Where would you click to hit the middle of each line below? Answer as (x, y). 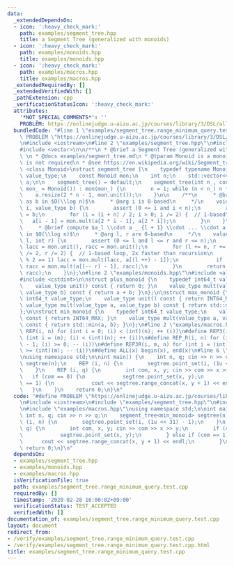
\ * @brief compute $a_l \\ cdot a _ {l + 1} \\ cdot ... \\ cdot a (123, 227)
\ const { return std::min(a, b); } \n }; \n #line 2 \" (98, 325)
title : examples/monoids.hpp (62, 59)
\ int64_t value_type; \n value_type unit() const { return (112, 299)
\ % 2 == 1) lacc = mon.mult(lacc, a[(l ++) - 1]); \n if (121, 260)
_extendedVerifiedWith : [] (53, 91)
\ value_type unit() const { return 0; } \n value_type (110, 286)
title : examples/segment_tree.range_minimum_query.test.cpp (96, 551)
